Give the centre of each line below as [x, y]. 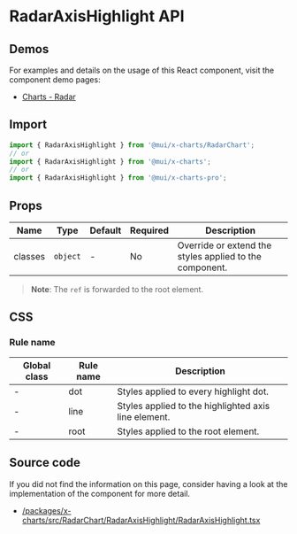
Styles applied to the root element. [188, 431]
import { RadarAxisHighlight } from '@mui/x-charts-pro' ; [118, 178]
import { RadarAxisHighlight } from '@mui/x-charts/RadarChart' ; [132, 145]
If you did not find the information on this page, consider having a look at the [148, 484]
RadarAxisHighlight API [97, 16]
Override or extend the [225, 245]
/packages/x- [46, 510]
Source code [45, 463]
